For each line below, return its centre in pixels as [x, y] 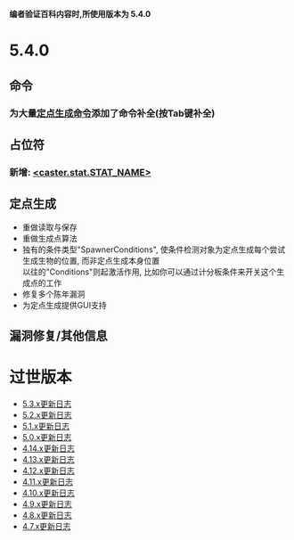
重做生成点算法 [49, 238]
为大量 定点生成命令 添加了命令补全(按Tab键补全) [112, 113]
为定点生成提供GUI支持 [64, 305]
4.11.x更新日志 [48, 481]
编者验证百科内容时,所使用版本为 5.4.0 [80, 14]
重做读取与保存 [49, 227]
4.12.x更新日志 [49, 470]
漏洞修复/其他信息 [59, 336]
